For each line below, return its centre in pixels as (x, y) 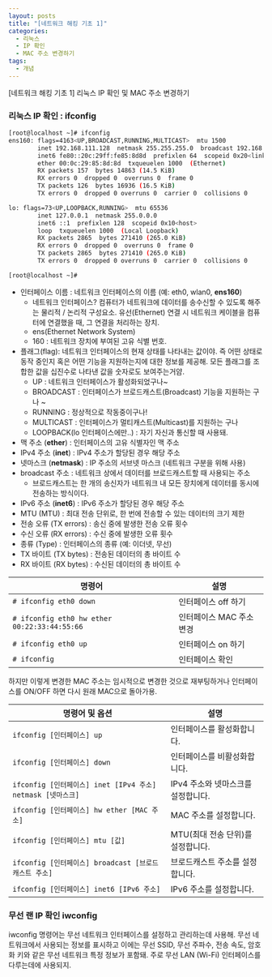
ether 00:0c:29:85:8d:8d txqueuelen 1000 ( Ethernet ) (132, 163)
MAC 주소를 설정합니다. (213, 815)
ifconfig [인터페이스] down (62, 762)
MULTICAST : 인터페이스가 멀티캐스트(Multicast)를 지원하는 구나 (135, 422)
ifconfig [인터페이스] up (57, 735)
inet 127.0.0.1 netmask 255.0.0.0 (98, 216)
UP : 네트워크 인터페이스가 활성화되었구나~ (100, 381)
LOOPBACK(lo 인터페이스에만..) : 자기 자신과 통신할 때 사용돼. (130, 432)
